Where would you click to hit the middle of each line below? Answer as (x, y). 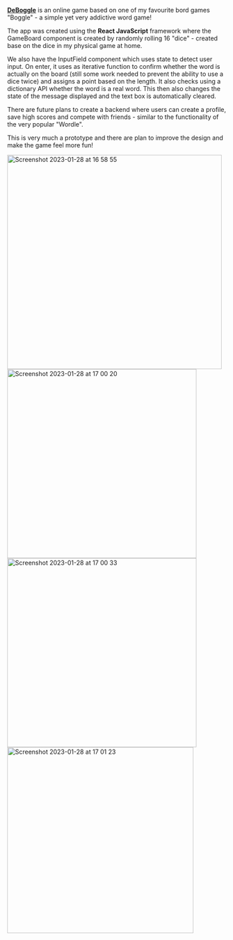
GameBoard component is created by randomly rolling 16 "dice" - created (112, 38)
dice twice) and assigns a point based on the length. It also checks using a (114, 81)
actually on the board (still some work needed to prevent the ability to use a (115, 74)
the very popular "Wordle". (45, 124)
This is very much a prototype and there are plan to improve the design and (115, 138)
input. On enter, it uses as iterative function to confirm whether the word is (114, 66)
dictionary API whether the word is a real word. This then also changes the (114, 89)
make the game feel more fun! (50, 145)
